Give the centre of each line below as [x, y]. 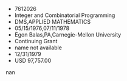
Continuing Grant [36, 41]
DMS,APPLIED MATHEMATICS [53, 22]
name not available [38, 48]
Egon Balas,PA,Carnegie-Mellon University [68, 35]
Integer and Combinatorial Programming [65, 15]
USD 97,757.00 [33, 61]
